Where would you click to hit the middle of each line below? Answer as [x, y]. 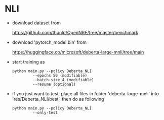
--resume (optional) [54, 84]
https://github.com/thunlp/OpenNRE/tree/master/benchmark [75, 32]
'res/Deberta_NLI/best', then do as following [58, 99]
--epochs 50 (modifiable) [60, 75]
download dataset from [36, 23]
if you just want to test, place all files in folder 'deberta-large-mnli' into [85, 93]
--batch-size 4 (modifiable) [63, 80]
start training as [28, 62]
